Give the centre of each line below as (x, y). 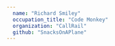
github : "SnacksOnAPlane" (50, 32)
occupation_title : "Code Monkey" (61, 20)
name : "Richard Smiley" (46, 13)
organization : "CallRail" (50, 26)
